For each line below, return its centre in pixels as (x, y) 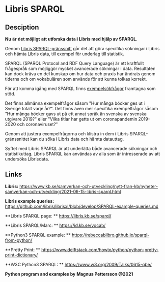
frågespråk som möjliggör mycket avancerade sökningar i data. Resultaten (80, 68)
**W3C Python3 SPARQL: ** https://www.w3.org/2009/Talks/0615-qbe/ (79, 264)
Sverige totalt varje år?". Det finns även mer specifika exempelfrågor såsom (82, 109)
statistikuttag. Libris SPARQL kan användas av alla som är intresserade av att (82, 154)
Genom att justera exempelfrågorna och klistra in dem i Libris (67, 134)
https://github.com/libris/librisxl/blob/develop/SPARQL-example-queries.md (82, 206)
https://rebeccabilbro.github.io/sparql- (110, 235)
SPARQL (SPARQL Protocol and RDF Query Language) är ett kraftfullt (75, 63)
